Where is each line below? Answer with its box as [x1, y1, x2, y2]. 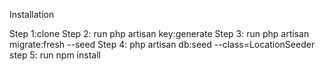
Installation [9, 9, 55, 20]
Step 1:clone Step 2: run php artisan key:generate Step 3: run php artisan [9, 28, 310, 39]
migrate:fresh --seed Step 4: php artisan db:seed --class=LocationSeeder [9, 39, 316, 50]
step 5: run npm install [9, 49, 101, 61]
